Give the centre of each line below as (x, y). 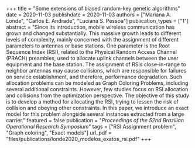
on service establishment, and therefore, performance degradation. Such (94, 77)
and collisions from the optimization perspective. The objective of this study (97, 95)
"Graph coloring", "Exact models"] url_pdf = (59, 133)
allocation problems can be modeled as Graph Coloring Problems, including (97, 83)
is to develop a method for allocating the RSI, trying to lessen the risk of (92, 101)
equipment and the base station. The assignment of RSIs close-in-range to (96, 64)
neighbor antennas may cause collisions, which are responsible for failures (96, 70)
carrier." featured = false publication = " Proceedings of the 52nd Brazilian (95, 120)
